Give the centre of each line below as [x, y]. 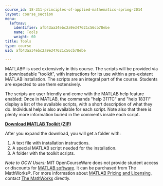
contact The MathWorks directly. [38, 178]
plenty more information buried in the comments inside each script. [72, 114]
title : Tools [18, 41]
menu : [10, 19]
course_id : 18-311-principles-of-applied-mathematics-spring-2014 [74, 10]
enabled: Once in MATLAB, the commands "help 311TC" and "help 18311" [78, 99]
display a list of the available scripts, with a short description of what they [79, 104]
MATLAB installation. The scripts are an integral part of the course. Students [81, 79]
